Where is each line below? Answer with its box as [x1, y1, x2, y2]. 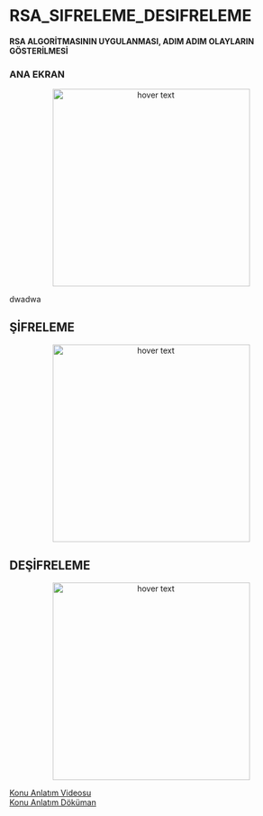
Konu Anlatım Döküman [9, 796, 96, 808]
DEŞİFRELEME [9, 558, 91, 573]
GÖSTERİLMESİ [9, 45, 68, 56]
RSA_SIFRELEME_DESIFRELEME [9, 5, 252, 26]
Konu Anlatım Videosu [9, 787, 92, 798]
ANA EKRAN [9, 68, 65, 80]
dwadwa [9, 294, 41, 305]
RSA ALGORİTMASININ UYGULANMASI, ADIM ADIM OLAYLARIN [9, 35, 255, 46]
